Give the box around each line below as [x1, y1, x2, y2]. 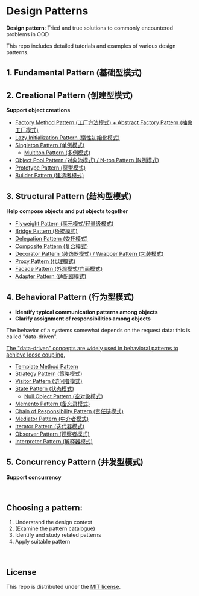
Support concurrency [6, 474, 62, 481]
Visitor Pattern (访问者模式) [14, 377, 83, 384]
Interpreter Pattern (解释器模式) [14, 437, 93, 445]
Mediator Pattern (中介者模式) [14, 415, 89, 422]
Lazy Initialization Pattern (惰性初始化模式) [14, 134, 121, 141]
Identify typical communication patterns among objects [14, 308, 158, 315]
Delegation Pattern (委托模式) [14, 235, 89, 242]
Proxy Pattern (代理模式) [14, 258, 76, 265]
